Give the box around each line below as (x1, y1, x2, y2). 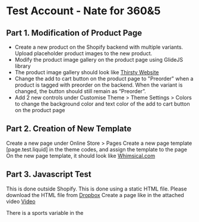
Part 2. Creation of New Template (6, 123, 132, 134)
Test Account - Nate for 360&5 (6, 4, 161, 18)
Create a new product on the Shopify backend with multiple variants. (14, 43, 183, 50)
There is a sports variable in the (6, 209, 84, 216)
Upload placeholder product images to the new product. (14, 50, 153, 57)
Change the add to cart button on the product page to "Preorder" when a (14, 75, 194, 82)
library (14, 62, 31, 69)
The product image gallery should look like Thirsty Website (14, 69, 159, 75)
